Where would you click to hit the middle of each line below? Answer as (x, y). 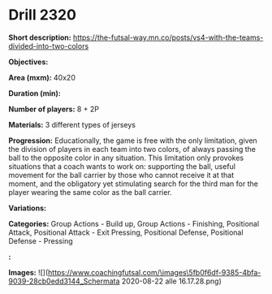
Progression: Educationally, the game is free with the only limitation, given (133, 141)
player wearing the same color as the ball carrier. (90, 192)
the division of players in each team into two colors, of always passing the (132, 149)
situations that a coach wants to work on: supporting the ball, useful (122, 166)
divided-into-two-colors (49, 45)
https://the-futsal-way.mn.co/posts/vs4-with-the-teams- (168, 37)
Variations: (28, 208)
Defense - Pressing (41, 240)
